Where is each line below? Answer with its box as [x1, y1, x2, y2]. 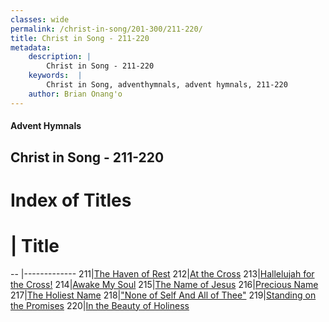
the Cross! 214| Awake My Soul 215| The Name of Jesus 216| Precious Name [10, 278, 319, 290]
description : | [28, 52, 92, 62]
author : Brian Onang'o [28, 89, 123, 99]
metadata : [10, 42, 52, 53]
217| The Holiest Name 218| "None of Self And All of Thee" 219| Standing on [10, 289, 317, 301]
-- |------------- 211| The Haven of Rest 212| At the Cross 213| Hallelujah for [10, 267, 315, 280]
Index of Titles [10, 189, 132, 211]
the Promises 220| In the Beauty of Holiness [10, 299, 190, 311]
